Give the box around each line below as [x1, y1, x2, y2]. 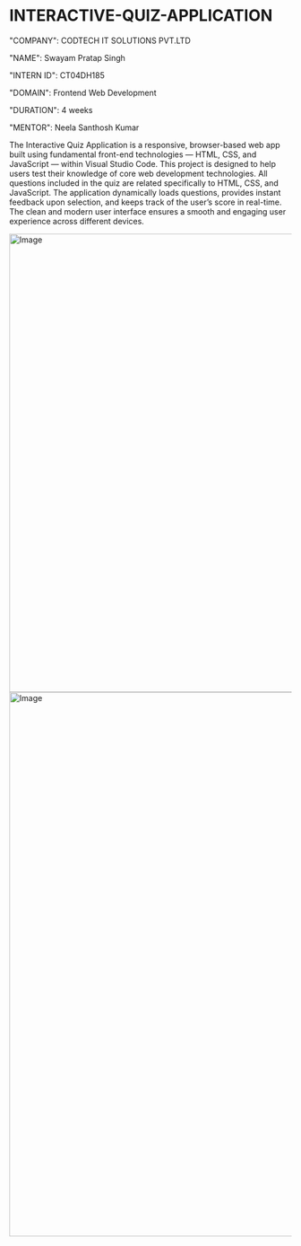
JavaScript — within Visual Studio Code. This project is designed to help [9, 158, 276, 169]
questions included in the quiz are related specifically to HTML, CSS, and [9, 177, 279, 189]
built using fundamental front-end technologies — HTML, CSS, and [9, 149, 257, 160]
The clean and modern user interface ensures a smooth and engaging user [9, 206, 287, 216]
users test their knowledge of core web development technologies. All [9, 168, 268, 179]
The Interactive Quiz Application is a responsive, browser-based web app [9, 139, 280, 150]
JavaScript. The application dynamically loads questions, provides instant [9, 187, 281, 197]
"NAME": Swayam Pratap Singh [9, 52, 125, 63]
